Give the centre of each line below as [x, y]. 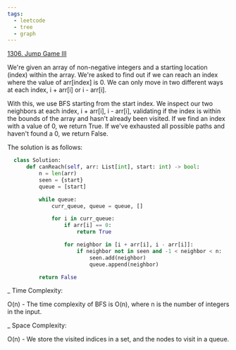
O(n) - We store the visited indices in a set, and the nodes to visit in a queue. [118, 339]
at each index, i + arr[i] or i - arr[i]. [57, 90]
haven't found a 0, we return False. [58, 134]
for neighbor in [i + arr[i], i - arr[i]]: [129, 245]
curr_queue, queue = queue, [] [97, 206]
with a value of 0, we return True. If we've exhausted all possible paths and [116, 126]
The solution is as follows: [45, 147]
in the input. [25, 312]
